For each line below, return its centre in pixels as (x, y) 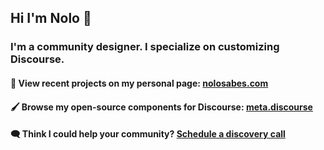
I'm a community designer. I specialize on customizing (145, 47)
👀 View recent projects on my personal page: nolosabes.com (139, 83)
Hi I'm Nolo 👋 (51, 18)
